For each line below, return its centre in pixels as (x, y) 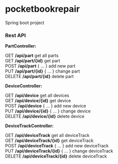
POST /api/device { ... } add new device (46, 106)
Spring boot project (25, 23)
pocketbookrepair (43, 9)
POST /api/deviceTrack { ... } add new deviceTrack (57, 146)
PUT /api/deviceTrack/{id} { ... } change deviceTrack (59, 151)
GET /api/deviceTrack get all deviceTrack (47, 136)
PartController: (21, 46)
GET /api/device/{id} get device (38, 101)
